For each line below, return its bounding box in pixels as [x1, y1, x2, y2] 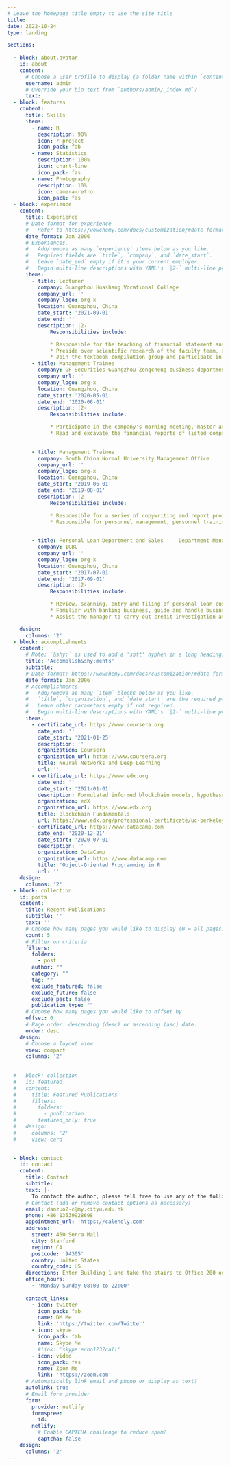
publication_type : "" [31, 1002, 94, 1009]
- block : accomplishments [13, 639, 88, 646]
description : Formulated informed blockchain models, [37, 792, 194, 799]
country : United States [31, 1257, 99, 1264]
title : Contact [25, 1174, 69, 1181]
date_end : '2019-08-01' [37, 487, 106, 494]
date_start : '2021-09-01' [37, 309, 112, 316]
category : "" [31, 970, 69, 977]
